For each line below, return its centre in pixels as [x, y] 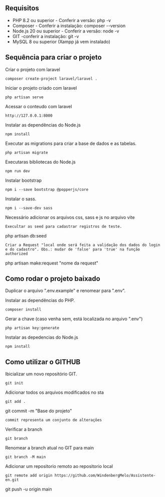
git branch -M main [26, 457]
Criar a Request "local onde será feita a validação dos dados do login [83, 245]
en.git [12, 480]
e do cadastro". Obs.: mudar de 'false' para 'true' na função [73, 249]
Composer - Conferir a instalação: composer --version [69, 26]
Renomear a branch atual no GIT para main [50, 448]
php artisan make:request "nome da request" [52, 263]
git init [14, 383]
